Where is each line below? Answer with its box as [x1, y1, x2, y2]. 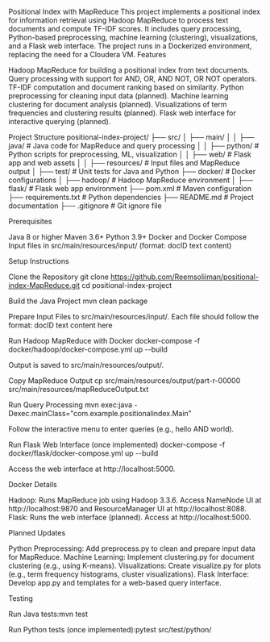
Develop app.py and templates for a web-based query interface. [8, 578, 222, 587]
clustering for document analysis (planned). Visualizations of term [8, 100, 227, 109]
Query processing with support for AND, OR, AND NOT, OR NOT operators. [8, 74, 258, 83]
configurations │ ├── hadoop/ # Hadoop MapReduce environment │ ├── [8, 175, 254, 185]
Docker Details [8, 480, 58, 489]
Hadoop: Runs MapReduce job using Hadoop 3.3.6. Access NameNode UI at [8, 495, 262, 505]
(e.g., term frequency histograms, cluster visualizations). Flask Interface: [8, 569, 250, 579]
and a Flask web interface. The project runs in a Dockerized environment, [8, 41, 252, 51]
